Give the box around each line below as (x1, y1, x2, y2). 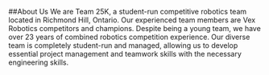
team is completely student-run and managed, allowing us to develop (8, 41, 238, 50)
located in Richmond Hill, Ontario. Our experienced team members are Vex (8, 15, 256, 25)
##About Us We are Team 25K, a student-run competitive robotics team (8, 7, 247, 16)
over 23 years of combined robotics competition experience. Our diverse (8, 32, 250, 41)
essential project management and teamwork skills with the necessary (8, 49, 242, 58)
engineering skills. (8, 57, 69, 67)
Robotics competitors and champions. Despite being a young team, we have (8, 24, 262, 33)
